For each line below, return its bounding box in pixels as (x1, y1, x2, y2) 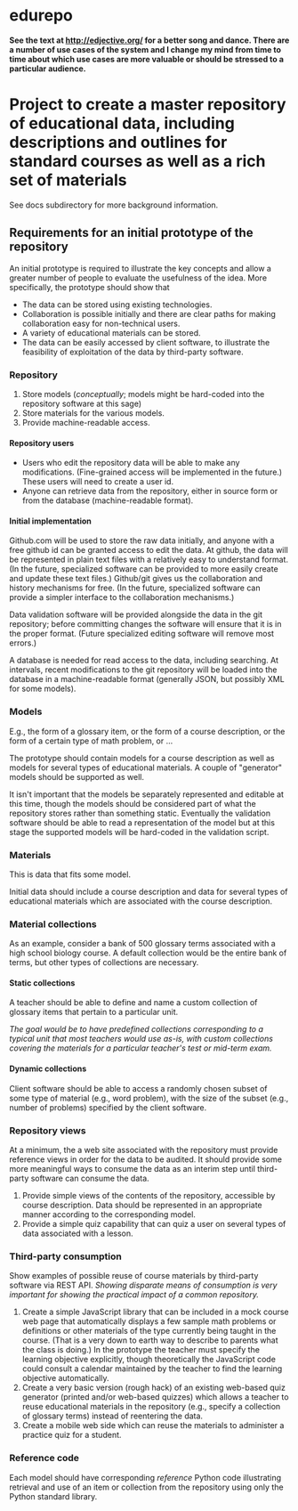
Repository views (9, 1124, 86, 1136)
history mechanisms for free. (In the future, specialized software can (9, 582, 261, 593)
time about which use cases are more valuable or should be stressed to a (9, 53, 285, 64)
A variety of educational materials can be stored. (21, 327, 202, 338)
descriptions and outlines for (9, 133, 228, 152)
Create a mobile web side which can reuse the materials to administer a (21, 1420, 285, 1431)
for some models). (9, 683, 77, 695)
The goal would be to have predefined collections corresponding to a (9, 1024, 264, 1035)
